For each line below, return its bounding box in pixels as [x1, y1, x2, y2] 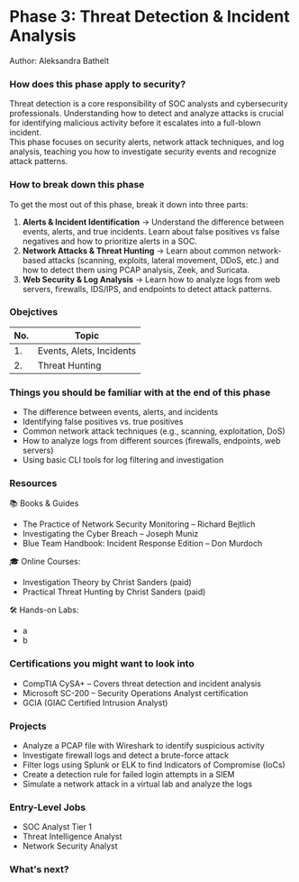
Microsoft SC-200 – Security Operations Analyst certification [22, 687, 249, 698]
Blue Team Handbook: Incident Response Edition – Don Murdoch [22, 538, 263, 549]
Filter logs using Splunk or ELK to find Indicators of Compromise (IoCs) [22, 759, 285, 770]
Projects [9, 720, 47, 732]
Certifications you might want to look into [9, 657, 195, 670]
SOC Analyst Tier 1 [22, 822, 93, 832]
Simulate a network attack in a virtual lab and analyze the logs [22, 778, 253, 790]
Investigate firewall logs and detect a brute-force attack [22, 750, 230, 761]
